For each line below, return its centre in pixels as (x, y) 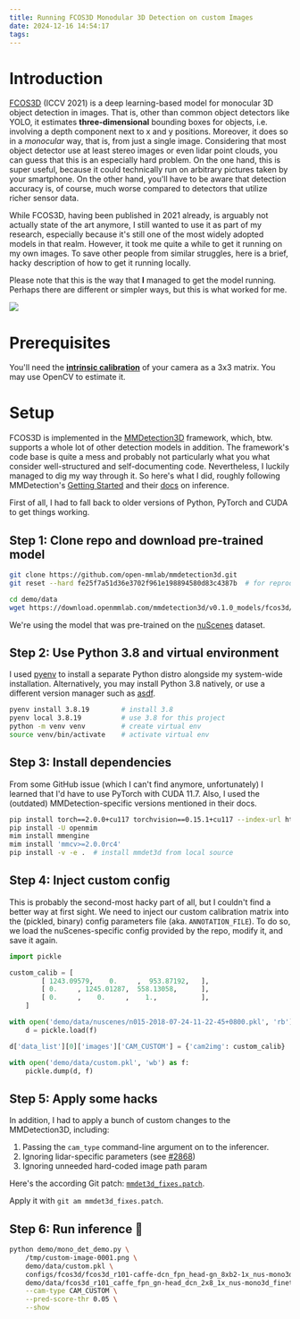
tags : (19, 34)
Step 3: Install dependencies (91, 762)
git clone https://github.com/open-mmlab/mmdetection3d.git (124, 575)
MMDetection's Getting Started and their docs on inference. (119, 486)
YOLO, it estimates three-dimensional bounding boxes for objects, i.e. (138, 123)
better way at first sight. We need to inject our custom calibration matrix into (149, 911)
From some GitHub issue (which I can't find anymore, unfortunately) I (136, 784)
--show (37, 1308)
